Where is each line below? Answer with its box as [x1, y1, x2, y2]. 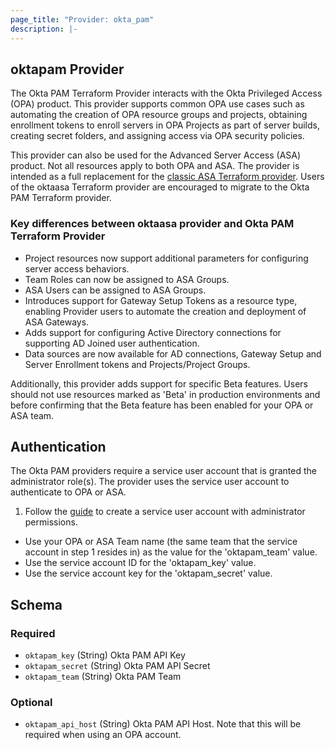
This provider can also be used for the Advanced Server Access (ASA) [10, 149, 302, 161]
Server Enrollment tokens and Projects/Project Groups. [24, 358, 251, 370]
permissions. [24, 516, 78, 528]
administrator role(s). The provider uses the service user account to [10, 476, 290, 488]
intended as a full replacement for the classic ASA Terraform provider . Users [10, 171, 325, 183]
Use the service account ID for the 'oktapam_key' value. [24, 557, 257, 569]
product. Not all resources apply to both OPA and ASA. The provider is [10, 160, 300, 172]
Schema [10, 596, 63, 613]
